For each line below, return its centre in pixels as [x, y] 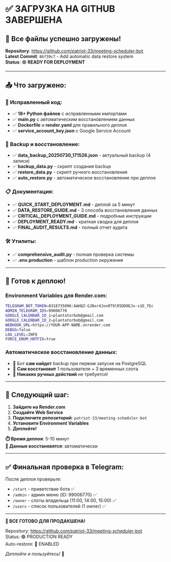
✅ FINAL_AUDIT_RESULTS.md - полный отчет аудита [70, 227]
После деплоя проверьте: [33, 479]
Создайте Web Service [38, 412]
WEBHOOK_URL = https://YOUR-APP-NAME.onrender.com [58, 325]
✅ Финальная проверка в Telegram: [65, 467]
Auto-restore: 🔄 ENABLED [32, 544]
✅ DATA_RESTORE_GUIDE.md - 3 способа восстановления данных [85, 210]
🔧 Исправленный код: [34, 102]
